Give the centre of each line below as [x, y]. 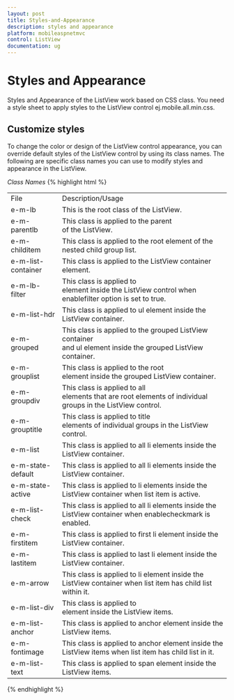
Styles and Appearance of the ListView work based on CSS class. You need [116, 100]
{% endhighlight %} [36, 689]
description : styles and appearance [60, 27]
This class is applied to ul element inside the [134, 310]
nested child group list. [99, 250]
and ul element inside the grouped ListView [132, 348]
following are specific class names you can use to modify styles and [105, 161]
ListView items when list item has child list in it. [138, 652]
